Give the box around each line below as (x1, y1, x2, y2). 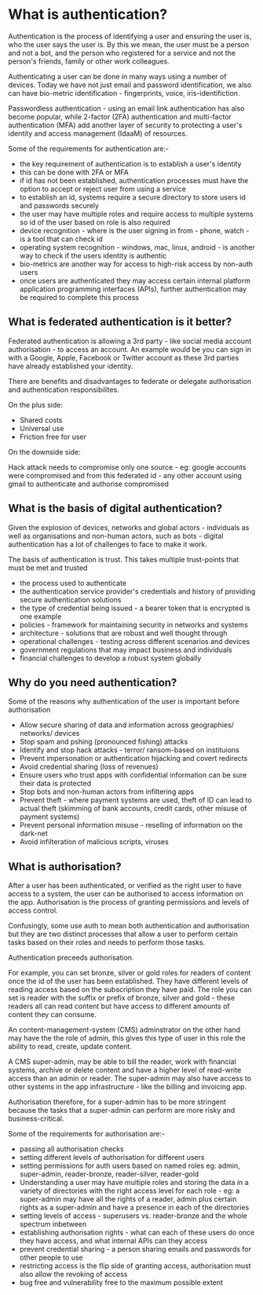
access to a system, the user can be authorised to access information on (8, 889, 244, 898)
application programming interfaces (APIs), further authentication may (19, 284, 247, 294)
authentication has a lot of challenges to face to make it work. (8, 540, 208, 549)
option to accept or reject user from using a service (19, 184, 187, 193)
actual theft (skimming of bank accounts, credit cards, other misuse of (19, 803, 247, 814)
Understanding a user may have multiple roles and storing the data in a (19, 1178, 249, 1187)
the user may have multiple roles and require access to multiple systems (19, 209, 254, 218)
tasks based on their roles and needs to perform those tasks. (8, 938, 206, 947)
